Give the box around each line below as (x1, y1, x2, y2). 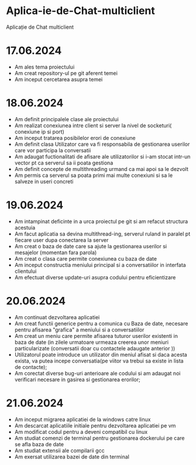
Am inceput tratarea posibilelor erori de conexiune (14, 134, 136, 141)
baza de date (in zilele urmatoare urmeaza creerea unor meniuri (14, 339, 169, 346)
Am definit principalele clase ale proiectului (14, 115, 119, 122)
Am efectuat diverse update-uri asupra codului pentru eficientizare (14, 273, 176, 281)
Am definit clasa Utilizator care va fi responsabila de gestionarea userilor (14, 141, 190, 148)
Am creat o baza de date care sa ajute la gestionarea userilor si (14, 242, 167, 249)
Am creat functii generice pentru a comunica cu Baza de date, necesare (14, 320, 188, 327)
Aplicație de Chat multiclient (6, 23, 74, 30)
